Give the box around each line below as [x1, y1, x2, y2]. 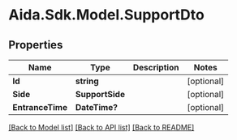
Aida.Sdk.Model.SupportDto [8, 6, 205, 24]
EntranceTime [12, 102, 67, 112]
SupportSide [75, 89, 126, 100]
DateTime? [75, 102, 118, 112]
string [75, 75, 99, 87]
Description [132, 62, 179, 73]
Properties [8, 38, 63, 52]
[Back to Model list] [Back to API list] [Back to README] [8, 123, 195, 132]
